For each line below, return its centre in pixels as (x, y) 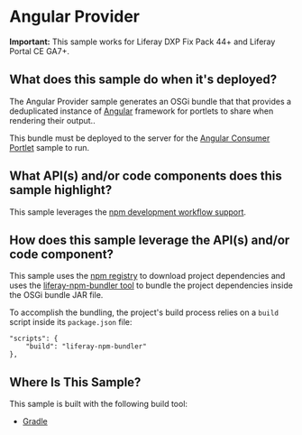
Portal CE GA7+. (40, 51)
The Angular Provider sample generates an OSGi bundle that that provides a (150, 101)
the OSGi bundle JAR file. (56, 295)
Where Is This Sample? (75, 382)
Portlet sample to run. (50, 147)
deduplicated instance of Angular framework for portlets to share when (142, 111)
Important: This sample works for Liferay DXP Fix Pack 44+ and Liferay (142, 42)
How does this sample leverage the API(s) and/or (150, 240)
